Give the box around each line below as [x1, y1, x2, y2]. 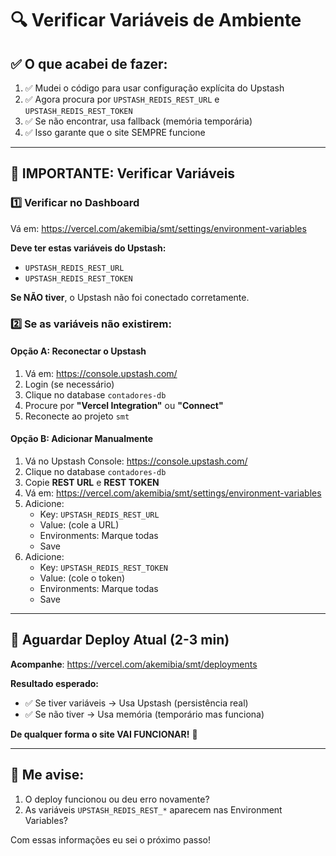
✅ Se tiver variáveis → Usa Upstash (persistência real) [24, 697, 249, 709]
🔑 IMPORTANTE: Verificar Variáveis [10, 165, 236, 182]
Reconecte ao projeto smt [24, 410, 130, 422]
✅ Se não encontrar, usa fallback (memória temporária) [24, 115, 253, 127]
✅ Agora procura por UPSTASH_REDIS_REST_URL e [24, 93, 220, 105]
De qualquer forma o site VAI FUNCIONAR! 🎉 [10, 728, 198, 740]
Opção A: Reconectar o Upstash [10, 345, 147, 357]
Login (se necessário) [24, 378, 115, 390]
